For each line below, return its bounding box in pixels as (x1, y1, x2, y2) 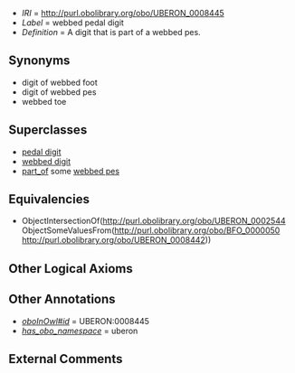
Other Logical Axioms (8, 261, 133, 276)
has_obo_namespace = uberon (21, 325, 138, 336)
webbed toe (21, 96, 67, 107)
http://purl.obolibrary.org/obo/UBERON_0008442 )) (21, 235, 212, 246)
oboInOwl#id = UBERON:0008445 (21, 315, 150, 326)
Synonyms (8, 53, 71, 69)
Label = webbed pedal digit (21, 17, 124, 28)
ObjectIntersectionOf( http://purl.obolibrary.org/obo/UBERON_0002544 (21, 216, 286, 227)
